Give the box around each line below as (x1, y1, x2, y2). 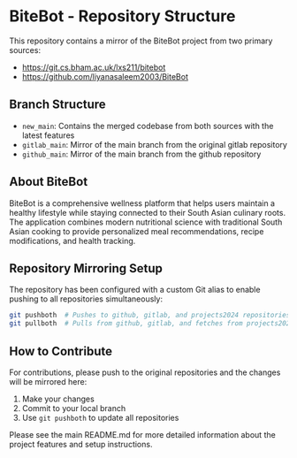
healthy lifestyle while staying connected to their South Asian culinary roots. (9, 207, 286, 218)
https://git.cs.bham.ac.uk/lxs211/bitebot (21, 62, 166, 73)
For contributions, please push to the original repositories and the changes (9, 367, 281, 378)
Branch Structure (9, 97, 106, 112)
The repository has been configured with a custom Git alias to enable (9, 285, 261, 295)
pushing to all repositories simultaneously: (9, 294, 164, 304)
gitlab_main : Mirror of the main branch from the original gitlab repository (21, 139, 287, 149)
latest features (21, 130, 75, 141)
